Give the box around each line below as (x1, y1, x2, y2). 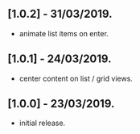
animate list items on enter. (19, 28, 109, 38)
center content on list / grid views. (19, 73, 134, 83)
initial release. (19, 118, 66, 128)
